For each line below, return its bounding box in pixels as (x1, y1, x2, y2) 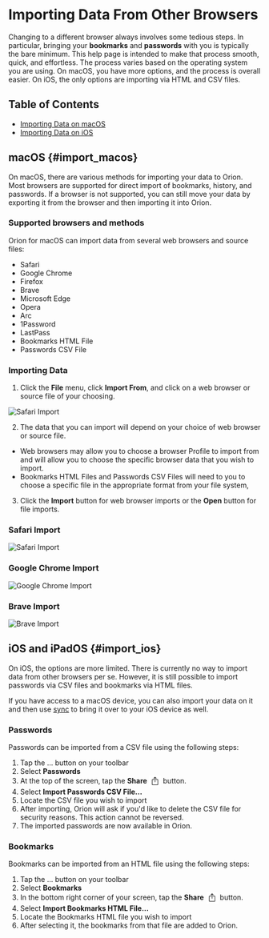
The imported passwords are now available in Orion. (19, 821, 192, 831)
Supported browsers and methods (8, 218, 145, 229)
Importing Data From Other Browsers (8, 6, 259, 24)
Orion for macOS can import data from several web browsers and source (8, 235, 249, 245)
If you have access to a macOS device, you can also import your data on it (8, 695, 254, 705)
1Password (19, 319, 56, 329)
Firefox (19, 276, 44, 286)
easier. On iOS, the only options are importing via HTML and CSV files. (8, 74, 241, 84)
